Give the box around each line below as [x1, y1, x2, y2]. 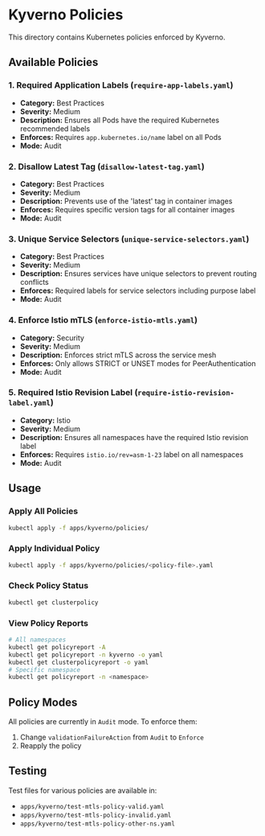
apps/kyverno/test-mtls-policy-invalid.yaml [19, 811, 172, 819]
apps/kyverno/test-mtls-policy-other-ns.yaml [19, 819, 175, 828]
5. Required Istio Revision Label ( [8, 387, 138, 398]
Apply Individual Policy [8, 543, 100, 554]
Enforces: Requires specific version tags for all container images [19, 204, 235, 214]
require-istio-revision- [137, 389, 234, 397]
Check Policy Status [8, 580, 89, 591]
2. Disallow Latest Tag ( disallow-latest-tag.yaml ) [8, 161, 205, 172]
